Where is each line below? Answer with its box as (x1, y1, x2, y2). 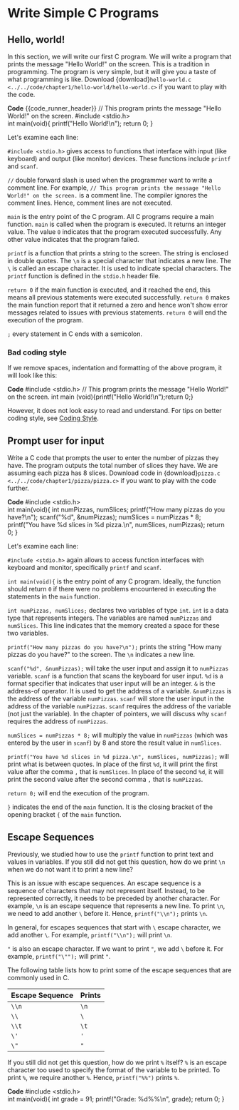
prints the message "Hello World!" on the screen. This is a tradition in (7, 60, 210, 68)
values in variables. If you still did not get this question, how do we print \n (7, 857, 225, 866)
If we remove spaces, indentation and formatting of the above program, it (7, 364, 223, 372)
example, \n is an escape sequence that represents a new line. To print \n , (7, 901, 225, 910)
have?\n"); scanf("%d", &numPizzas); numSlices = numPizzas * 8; (7, 513, 201, 521)
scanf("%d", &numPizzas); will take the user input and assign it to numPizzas (7, 664, 229, 673)
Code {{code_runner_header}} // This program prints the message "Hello (7, 104, 222, 112)
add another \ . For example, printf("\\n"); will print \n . (7, 930, 173, 939)
